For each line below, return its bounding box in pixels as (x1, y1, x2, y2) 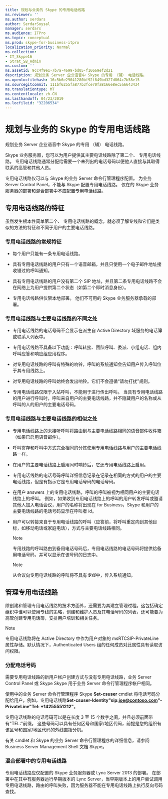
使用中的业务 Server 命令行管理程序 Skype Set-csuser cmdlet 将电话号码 (5, 691, 156, 697)
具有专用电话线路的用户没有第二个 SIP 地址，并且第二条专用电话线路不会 (12, 278, 162, 284)
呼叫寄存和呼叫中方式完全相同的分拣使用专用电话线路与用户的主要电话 (12, 445, 157, 451)
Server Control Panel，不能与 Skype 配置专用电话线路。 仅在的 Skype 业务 (5, 182, 159, 188)
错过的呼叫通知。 (16, 268, 52, 274)
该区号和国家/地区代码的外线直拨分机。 (5, 726, 86, 733)
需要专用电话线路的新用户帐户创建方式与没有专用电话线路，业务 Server (5, 674, 151, 680)
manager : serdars (5, 26, 41, 31)
